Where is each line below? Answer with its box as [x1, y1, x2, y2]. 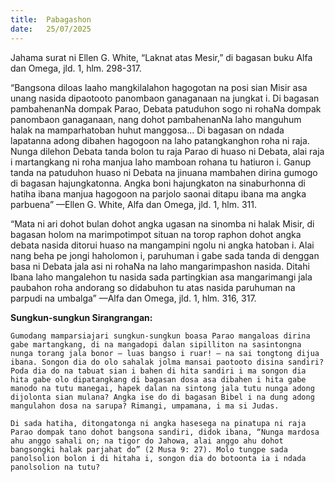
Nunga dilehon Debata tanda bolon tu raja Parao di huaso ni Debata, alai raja [10, 145, 325, 157]
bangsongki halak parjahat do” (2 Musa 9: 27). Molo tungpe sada [10, 444, 288, 455]
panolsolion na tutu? [10, 462, 101, 472]
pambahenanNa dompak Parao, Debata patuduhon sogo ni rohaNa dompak [10, 102, 322, 115]
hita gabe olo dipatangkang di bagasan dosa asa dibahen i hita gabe [10, 374, 307, 385]
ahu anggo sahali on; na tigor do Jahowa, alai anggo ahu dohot [10, 436, 284, 446]
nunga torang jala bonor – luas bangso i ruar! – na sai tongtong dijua [10, 348, 320, 358]
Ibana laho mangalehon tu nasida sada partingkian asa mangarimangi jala [10, 271, 313, 283]
